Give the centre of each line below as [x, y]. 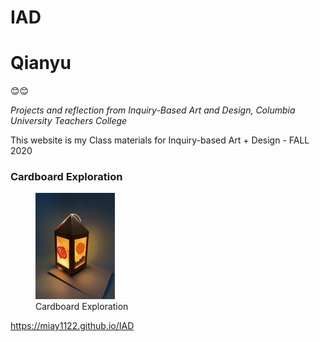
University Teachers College [69, 121]
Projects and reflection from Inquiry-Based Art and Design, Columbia [153, 110]
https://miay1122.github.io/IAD [72, 325]
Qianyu [41, 63]
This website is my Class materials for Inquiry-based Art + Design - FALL [160, 140]
